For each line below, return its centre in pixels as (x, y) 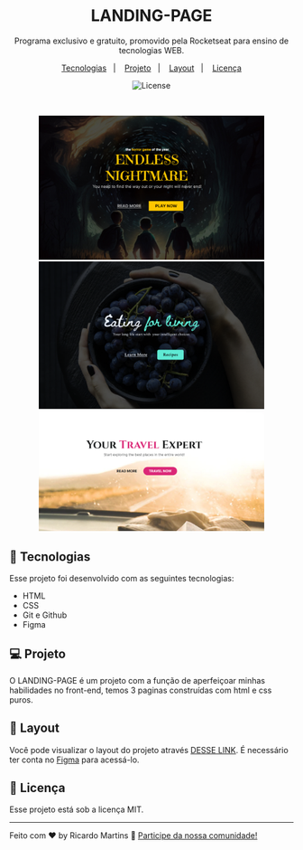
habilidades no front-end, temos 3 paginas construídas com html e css (141, 690)
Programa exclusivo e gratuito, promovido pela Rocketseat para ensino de (151, 41)
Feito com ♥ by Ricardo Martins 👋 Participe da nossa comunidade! (133, 836)
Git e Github (45, 615)
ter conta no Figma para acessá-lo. (74, 760)
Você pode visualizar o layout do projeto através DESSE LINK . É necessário (149, 750)
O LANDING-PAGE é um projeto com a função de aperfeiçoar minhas (138, 680)
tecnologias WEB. (151, 50)
